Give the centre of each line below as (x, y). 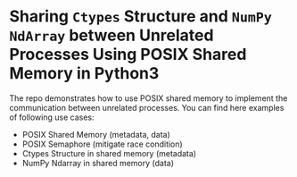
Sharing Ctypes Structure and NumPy (140, 17)
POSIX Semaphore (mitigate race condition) (102, 144)
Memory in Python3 (84, 74)
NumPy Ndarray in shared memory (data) (98, 163)
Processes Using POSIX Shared (128, 55)
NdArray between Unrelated (111, 35)
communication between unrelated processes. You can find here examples (147, 107)
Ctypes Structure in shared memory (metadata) (109, 153)
